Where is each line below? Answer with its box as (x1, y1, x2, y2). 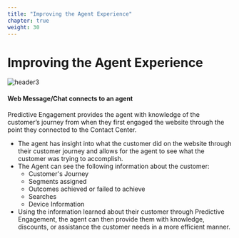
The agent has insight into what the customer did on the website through (17, 139, 232, 148)
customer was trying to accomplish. (17, 154, 123, 162)
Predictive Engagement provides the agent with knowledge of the (7, 110, 200, 118)
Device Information (28, 200, 85, 208)
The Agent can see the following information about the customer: (17, 162, 210, 170)
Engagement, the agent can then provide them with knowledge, (17, 214, 205, 223)
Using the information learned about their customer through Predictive (17, 207, 225, 216)
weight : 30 (7, 24, 40, 31)
